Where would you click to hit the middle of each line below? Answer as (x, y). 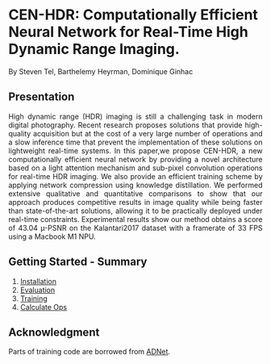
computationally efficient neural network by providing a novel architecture (135, 159)
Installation (38, 281)
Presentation (42, 97)
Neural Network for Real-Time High (128, 32)
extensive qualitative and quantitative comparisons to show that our (135, 193)
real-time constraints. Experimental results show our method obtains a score (135, 219)
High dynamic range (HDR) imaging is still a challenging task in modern (135, 116)
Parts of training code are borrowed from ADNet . (90, 352)
